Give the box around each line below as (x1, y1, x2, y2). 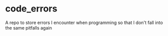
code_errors (5, 3, 58, 14)
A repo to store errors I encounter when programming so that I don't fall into (5, 19, 163, 25)
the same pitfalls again (5, 24, 52, 30)
